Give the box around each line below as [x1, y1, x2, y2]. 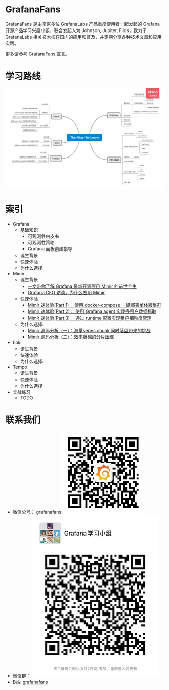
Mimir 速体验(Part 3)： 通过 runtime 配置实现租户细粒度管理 [27, 315, 152, 321]
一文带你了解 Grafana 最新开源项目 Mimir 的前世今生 [27, 283, 137, 289]
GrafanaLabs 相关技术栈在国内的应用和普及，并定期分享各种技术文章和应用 [5, 34, 162, 40]
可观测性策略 [27, 239, 55, 245]
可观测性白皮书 [27, 233, 59, 239]
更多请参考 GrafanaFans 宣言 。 [5, 51, 70, 57]
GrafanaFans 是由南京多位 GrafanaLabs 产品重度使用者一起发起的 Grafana [5, 21, 160, 27]
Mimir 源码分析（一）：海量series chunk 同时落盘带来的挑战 [27, 327, 151, 333]
